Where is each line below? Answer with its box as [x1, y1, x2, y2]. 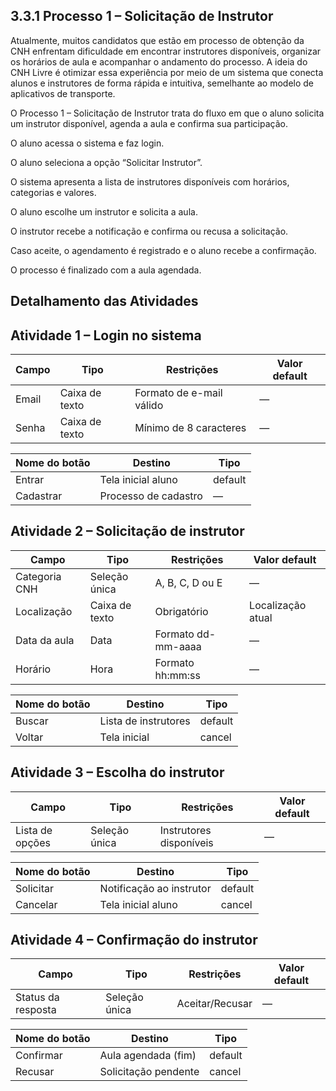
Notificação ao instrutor [99, 881, 212, 895]
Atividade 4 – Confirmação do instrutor [10, 932, 258, 949]
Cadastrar [15, 489, 63, 503]
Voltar [15, 730, 44, 744]
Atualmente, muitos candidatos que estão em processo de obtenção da [10, 34, 305, 46]
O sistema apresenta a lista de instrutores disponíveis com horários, [10, 175, 290, 188]
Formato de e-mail [134, 386, 223, 400]
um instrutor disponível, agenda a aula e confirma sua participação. [10, 117, 288, 129]
